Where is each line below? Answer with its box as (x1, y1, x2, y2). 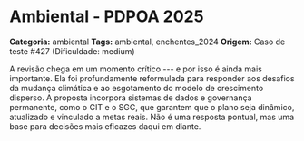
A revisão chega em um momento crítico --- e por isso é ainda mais (9, 63, 263, 74)
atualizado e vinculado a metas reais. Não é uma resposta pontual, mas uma (9, 111, 295, 122)
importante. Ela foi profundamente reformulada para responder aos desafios (9, 72, 295, 83)
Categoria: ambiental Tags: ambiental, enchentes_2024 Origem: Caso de (9, 36, 286, 47)
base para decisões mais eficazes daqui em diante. (9, 120, 201, 132)
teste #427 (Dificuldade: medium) (9, 45, 135, 56)
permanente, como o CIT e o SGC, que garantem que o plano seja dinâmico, (9, 101, 295, 112)
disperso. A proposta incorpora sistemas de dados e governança (9, 92, 252, 103)
